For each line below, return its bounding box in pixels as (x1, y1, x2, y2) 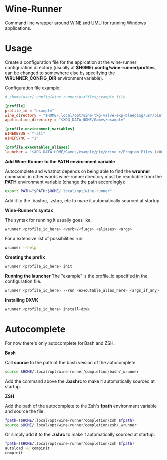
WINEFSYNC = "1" (5, 136, 39, 141)
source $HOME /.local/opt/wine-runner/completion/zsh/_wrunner (5, 422, 137, 428)
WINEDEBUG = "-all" (5, 131, 46, 136)
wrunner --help (5, 245, 37, 250)
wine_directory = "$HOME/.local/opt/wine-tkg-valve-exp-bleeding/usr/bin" (5, 113, 164, 118)
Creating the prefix (5, 254, 45, 260)
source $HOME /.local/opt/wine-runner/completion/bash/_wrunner (5, 369, 139, 374)
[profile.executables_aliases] (5, 145, 70, 150)
